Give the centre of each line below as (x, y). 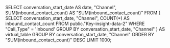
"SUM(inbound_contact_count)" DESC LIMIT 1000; (58, 40)
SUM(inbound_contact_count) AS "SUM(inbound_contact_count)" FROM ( (83, 13)
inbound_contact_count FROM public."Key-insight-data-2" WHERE (75, 23)
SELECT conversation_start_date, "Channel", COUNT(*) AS (68, 18)
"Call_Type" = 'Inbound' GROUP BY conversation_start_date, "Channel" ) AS (85, 29)
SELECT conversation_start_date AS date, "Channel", (61, 7)
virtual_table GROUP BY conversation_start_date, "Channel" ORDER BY (80, 34)
